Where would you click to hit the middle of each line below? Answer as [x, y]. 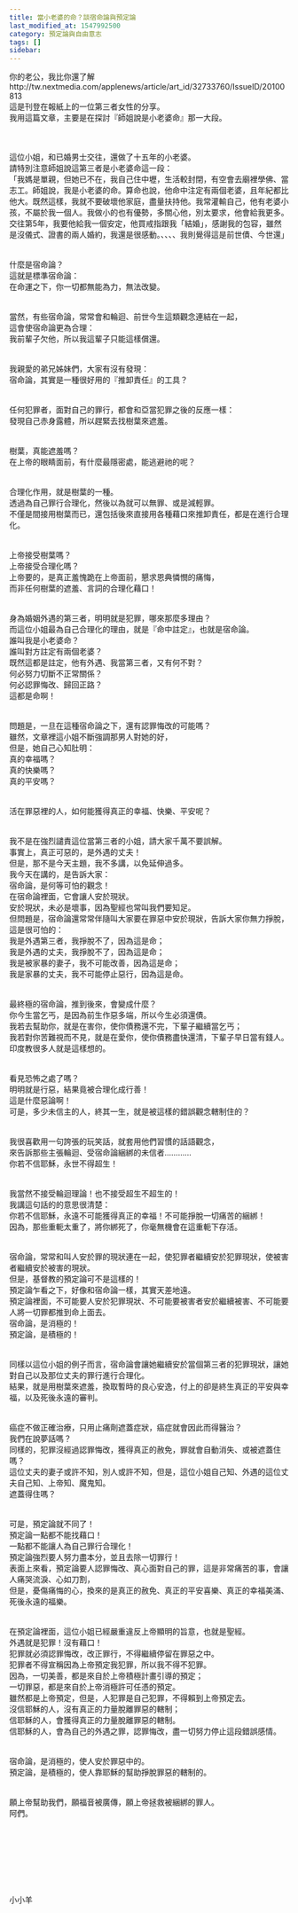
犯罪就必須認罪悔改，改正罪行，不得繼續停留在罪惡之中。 [114, 1654]
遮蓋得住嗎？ [32, 1494]
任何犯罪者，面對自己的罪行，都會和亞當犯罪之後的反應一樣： [122, 410]
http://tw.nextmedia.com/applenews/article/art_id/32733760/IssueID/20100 [147, 87]
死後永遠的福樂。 [40, 1602]
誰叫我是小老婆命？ [44, 640]
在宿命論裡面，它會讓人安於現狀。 [71, 897]
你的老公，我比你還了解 [52, 77]
